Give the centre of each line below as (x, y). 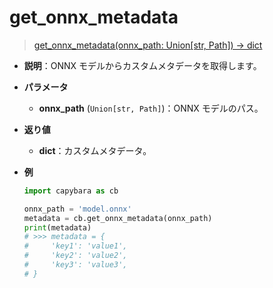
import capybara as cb (71, 191)
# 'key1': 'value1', (75, 246)
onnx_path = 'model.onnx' (77, 209)
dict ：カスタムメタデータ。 (95, 150)
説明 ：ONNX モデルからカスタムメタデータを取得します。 (142, 65)
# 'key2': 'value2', (75, 256)
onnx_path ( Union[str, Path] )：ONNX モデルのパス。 (151, 108)
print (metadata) (57, 227)
